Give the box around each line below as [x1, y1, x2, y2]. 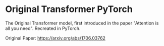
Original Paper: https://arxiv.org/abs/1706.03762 [5, 35, 106, 41]
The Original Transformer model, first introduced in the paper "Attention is [5, 20, 159, 26]
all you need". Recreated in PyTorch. [5, 25, 81, 31]
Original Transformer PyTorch [5, 3, 133, 15]
